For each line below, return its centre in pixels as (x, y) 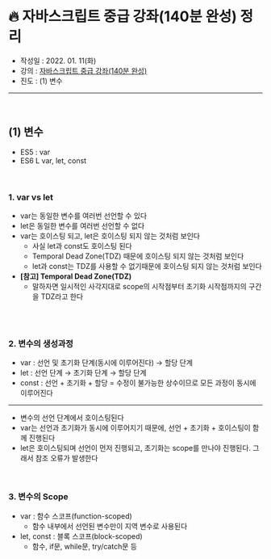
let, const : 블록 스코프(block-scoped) (81, 536)
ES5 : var (35, 152)
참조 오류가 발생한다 (67, 458)
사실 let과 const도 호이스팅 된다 (82, 246)
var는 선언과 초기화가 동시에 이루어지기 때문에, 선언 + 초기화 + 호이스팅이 (135, 428)
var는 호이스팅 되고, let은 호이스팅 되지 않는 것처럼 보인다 (110, 236)
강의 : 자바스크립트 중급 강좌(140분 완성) (83, 70)
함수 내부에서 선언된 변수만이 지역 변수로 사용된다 (110, 526)
